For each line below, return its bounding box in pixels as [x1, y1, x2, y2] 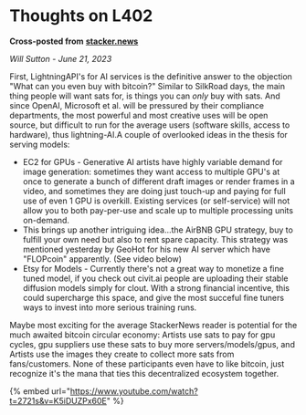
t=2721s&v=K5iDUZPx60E [9, 395, 107, 406]
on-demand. [22, 214, 70, 225]
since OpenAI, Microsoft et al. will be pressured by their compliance [9, 99, 265, 110]
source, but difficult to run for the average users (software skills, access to [9, 119, 290, 130]
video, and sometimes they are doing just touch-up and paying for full [22, 185, 286, 196]
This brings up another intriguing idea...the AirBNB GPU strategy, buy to [22, 224, 294, 235]
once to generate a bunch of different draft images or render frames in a [22, 175, 295, 187]
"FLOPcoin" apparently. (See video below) [22, 253, 183, 265]
